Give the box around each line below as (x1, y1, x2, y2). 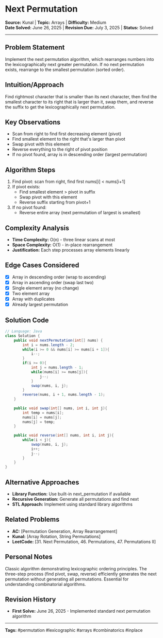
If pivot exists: (12, 184, 40, 190)
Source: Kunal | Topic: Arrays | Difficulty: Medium (5, 19, 107, 25)
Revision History (5, 595, 56, 603)
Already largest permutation (12, 302, 68, 308)
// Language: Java (5, 329, 42, 334)
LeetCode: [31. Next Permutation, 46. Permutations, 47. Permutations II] (12, 539, 156, 545)
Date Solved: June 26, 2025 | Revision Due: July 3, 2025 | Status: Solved (5, 24, 154, 30)
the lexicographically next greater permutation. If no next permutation (5, 61, 145, 67)
